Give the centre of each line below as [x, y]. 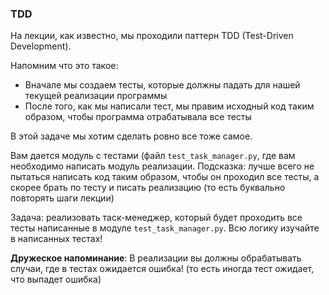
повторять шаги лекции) [62, 198]
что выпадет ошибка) [56, 279]
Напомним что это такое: [64, 66]
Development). [41, 46]
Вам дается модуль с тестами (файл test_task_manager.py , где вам [153, 156]
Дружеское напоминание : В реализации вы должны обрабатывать [156, 258]
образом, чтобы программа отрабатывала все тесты [138, 117]
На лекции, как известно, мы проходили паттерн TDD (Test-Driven [152, 36]
